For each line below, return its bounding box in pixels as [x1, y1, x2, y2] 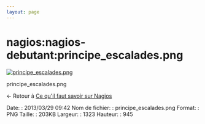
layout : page [6, 9, 40, 15]
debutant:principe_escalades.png [6, 48, 184, 62]
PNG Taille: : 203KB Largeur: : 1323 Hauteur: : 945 [6, 111, 133, 118]
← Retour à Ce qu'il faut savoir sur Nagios [6, 92, 112, 100]
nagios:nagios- [6, 35, 86, 49]
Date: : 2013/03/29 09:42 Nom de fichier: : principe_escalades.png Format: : [6, 104, 199, 111]
